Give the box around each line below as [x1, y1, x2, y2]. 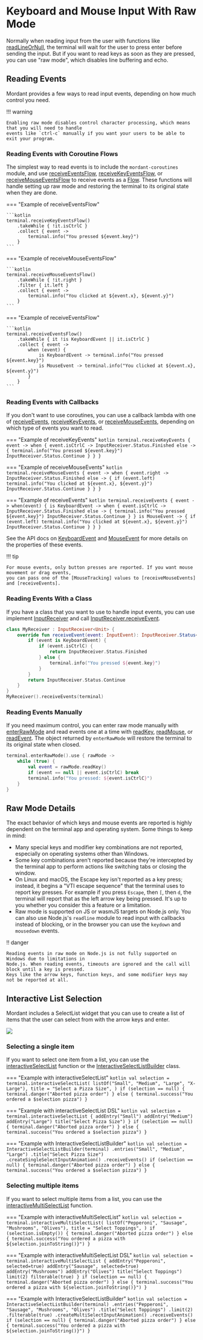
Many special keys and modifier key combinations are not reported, [14, 844, 183, 851]
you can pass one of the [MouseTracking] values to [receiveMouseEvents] [6, 575, 196, 581]
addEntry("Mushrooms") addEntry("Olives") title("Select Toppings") [6, 1268, 182, 1275]
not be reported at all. [6, 977, 69, 983]
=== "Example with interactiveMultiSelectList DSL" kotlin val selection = [6, 1251, 193, 1258]
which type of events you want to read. [6, 424, 104, 432]
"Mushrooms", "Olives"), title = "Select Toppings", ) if [6, 1225, 155, 1231]
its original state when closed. [6, 741, 81, 748]
